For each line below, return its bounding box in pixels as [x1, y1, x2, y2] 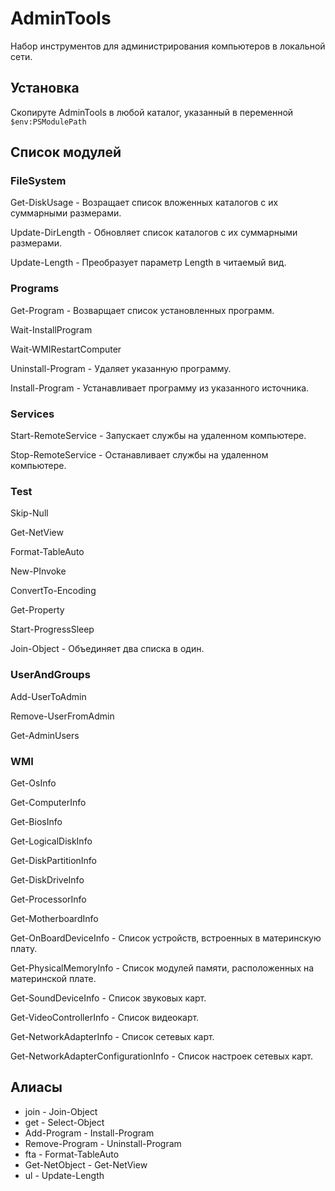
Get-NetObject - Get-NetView [24, 1158, 148, 1171]
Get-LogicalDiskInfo [10, 835, 93, 847]
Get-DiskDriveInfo [10, 873, 85, 886]
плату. [10, 942, 38, 954]
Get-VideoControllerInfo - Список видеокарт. [10, 1011, 200, 1023]
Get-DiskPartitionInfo [10, 854, 98, 866]
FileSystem [10, 174, 67, 188]
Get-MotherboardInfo [10, 912, 99, 924]
